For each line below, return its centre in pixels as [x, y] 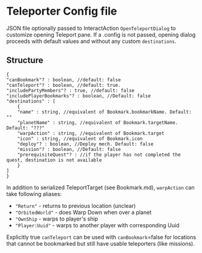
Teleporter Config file [62, 11]
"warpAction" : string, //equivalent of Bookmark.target [91, 133]
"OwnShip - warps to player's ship [57, 219]
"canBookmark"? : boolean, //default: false [64, 80]
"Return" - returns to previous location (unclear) [75, 205]
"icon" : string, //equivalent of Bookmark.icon [80, 139]
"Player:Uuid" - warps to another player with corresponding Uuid [97, 225]
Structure [25, 60]
